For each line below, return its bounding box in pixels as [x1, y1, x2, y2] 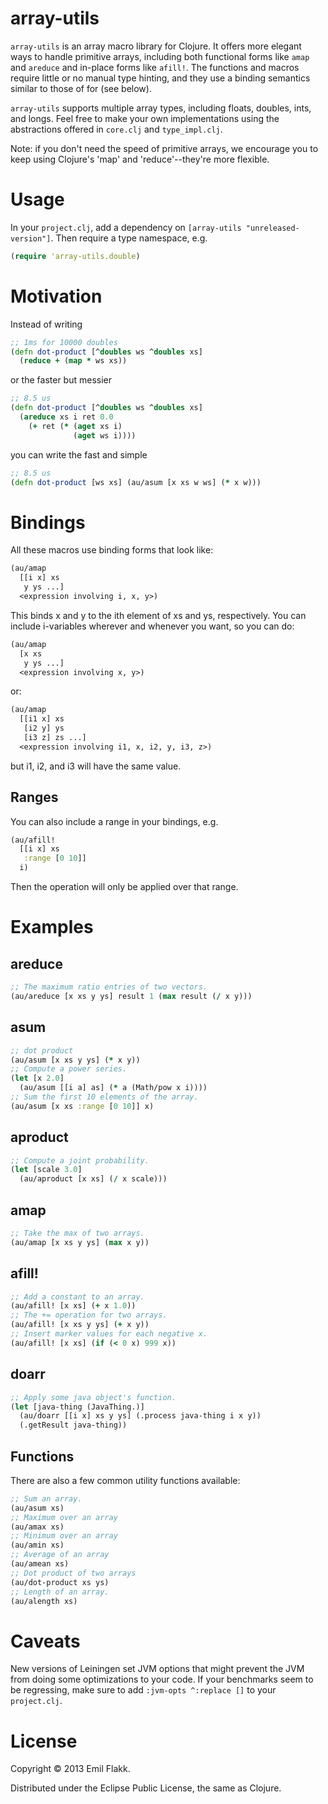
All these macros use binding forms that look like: [10, 544, 214, 556]
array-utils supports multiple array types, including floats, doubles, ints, [10, 102, 312, 114]
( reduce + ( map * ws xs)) [19, 356, 128, 366]
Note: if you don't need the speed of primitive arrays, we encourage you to [10, 142, 319, 154]
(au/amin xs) [10, 1540, 65, 1551]
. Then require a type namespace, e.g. [50, 232, 208, 244]
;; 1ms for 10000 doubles [10, 337, 118, 347]
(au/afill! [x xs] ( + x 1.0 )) [10, 1301, 137, 1311]
